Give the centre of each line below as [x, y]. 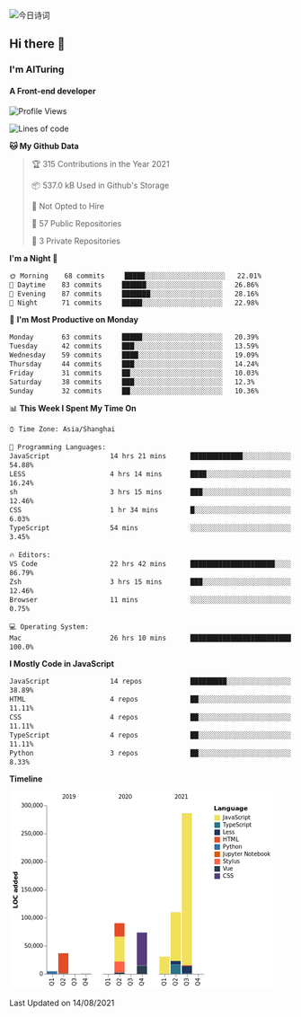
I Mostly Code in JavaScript [62, 663]
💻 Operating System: [49, 627]
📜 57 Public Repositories [76, 223]
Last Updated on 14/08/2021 [62, 1003]
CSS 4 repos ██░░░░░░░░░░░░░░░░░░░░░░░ [150, 717]
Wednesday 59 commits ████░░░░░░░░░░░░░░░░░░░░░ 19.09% [134, 355]
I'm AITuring [37, 69]
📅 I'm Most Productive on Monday [74, 319]
